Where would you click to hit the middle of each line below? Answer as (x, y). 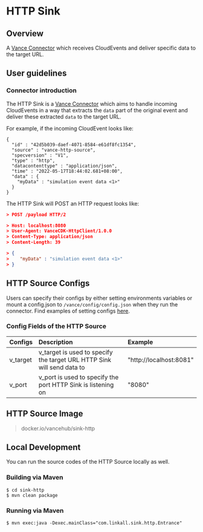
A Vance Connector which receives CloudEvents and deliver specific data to (101, 48)
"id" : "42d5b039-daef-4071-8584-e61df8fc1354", (74, 144)
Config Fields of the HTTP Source (56, 326)
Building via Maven (35, 478)
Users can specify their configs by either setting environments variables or (99, 298)
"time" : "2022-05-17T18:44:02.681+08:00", (67, 171)
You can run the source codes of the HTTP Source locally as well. (88, 462)
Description (56, 342)
